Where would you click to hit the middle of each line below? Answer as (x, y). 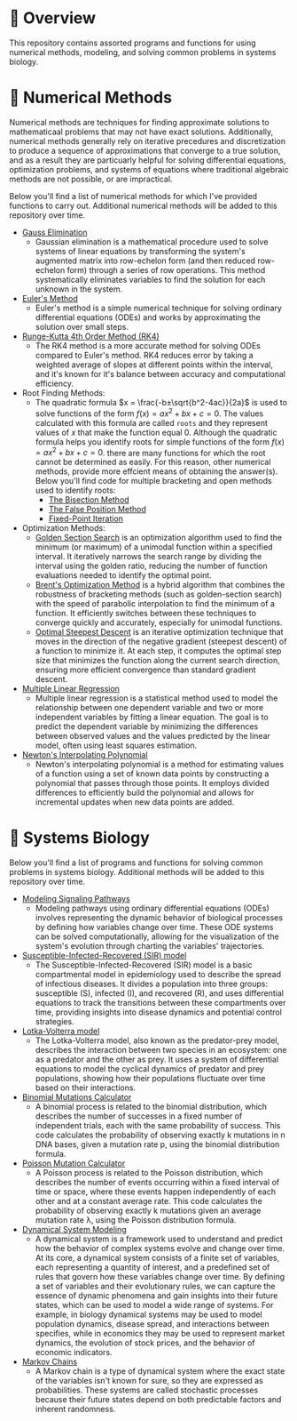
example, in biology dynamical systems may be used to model (149, 1314)
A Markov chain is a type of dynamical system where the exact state (160, 1371)
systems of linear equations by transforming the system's (140, 251)
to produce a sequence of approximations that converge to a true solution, (145, 150)
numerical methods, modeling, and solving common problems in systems (143, 52)
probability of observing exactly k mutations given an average (148, 1211)
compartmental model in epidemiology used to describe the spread (158, 975)
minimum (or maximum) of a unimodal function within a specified (154, 547)
